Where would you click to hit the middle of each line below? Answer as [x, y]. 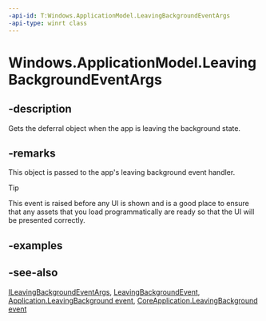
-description [40, 109]
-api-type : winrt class [48, 23]
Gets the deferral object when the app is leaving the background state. [125, 128]
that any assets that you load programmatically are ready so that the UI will [131, 212]
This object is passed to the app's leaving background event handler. [122, 172]
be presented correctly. [47, 220]
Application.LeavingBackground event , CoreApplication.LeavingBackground [133, 300]
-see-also [33, 273]
